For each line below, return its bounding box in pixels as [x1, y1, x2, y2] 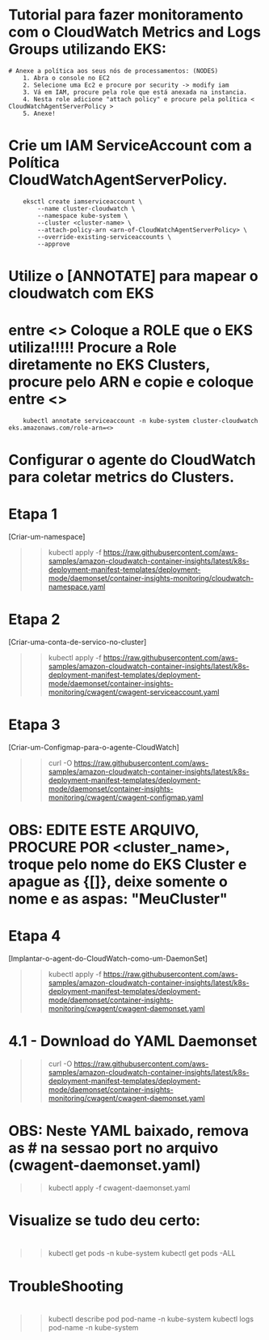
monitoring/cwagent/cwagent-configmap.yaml [48, 792, 204, 802]
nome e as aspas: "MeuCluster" [8, 890, 228, 908]
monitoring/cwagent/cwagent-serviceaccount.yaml [48, 687, 220, 698]
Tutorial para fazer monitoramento [8, 6, 244, 24]
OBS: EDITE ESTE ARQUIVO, [8, 821, 200, 839]
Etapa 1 [8, 505, 58, 523]
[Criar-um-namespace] [8, 532, 86, 542]
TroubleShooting [8, 1277, 124, 1295]
